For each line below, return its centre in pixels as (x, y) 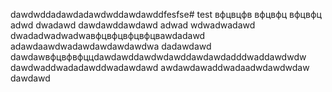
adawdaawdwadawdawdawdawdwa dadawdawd (111, 46)
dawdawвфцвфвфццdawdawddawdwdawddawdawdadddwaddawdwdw (158, 57)
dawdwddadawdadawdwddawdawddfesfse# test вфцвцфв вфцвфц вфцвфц (166, 14)
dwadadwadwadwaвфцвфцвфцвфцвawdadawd (108, 35)
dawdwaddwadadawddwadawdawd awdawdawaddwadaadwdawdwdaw (160, 67)
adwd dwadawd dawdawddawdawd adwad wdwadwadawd (133, 25)
